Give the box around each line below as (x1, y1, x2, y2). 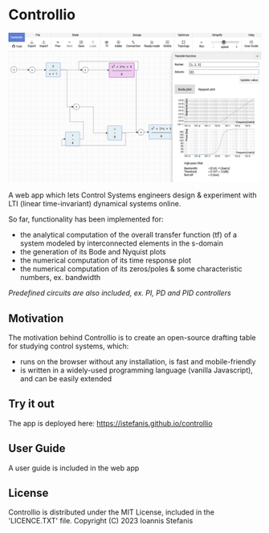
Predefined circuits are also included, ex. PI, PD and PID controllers (8, 288, 231, 298)
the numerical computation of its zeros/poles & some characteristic (19, 264, 243, 274)
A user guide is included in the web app (8, 463, 140, 473)
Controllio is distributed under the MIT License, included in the (8, 507, 215, 517)
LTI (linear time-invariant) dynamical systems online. (8, 199, 181, 209)
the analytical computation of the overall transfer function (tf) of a (19, 230, 238, 240)
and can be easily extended (19, 374, 112, 384)
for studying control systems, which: (8, 341, 129, 351)
